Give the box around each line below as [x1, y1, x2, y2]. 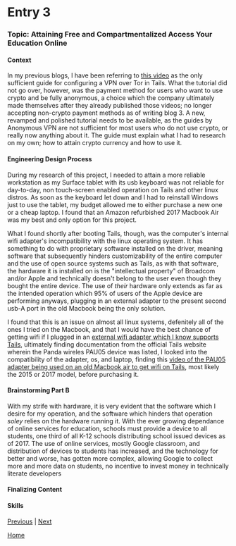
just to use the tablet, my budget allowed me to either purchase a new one [7, 200, 223, 209]
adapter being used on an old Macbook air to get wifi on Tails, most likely [7, 362, 220, 371]
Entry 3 [7, 4, 51, 20]
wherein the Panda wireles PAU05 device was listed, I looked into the [7, 347, 208, 356]
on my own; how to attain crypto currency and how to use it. [7, 139, 182, 147]
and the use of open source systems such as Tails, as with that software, [7, 259, 219, 268]
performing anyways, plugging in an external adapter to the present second [7, 297, 227, 305]
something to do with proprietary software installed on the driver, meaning [7, 244, 223, 252]
